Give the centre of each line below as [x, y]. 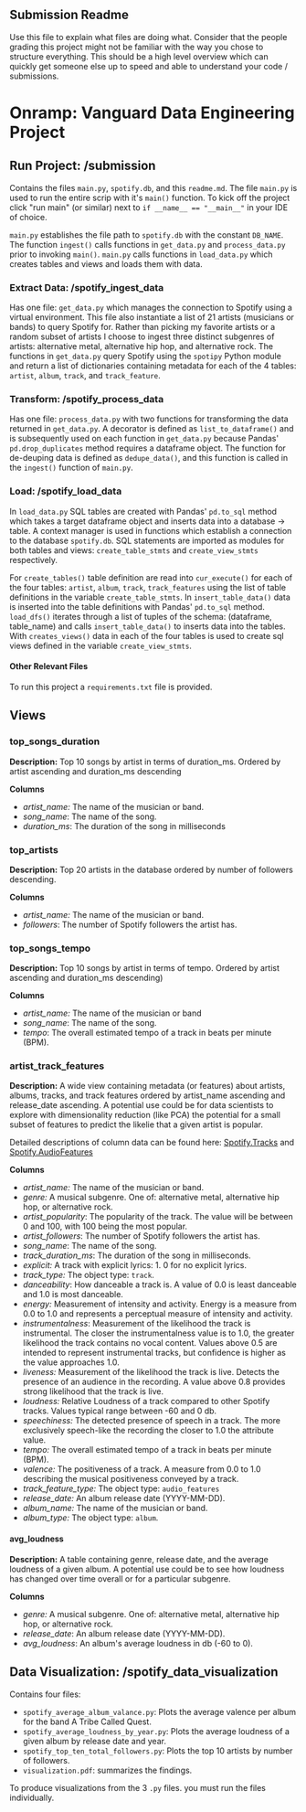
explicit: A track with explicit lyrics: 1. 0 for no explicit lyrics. [135, 1265]
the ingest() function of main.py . [72, 468]
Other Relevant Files [49, 666]
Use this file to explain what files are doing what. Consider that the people [148, 37]
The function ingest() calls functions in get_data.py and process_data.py [148, 244]
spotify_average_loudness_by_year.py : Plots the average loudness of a [156, 1731]
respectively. [33, 560]
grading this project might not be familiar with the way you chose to [137, 47]
